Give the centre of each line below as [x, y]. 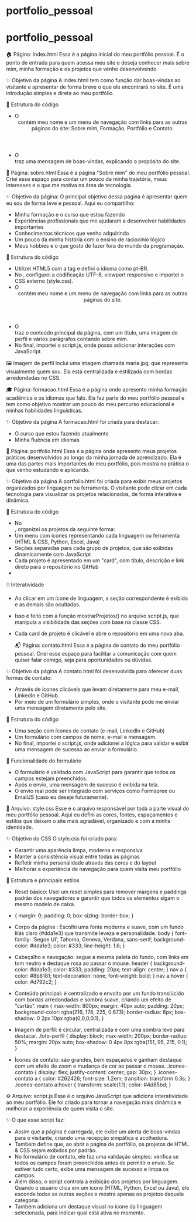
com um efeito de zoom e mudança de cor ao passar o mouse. [90, 1066]
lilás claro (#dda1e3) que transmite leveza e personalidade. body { [94, 933]
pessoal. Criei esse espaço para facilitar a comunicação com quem [96, 654]
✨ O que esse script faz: [35, 1120]
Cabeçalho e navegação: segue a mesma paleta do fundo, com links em [102, 957]
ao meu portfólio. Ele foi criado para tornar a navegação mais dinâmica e [94, 1102]
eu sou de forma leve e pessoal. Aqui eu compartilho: [71, 203]
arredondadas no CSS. [33, 378]
